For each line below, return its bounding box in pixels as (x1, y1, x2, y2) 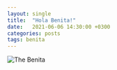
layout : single (7, 10, 52, 17)
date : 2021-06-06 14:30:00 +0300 (7, 23, 111, 30)
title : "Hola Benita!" (7, 17, 77, 24)
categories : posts (7, 29, 61, 37)
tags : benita (7, 36, 45, 43)
